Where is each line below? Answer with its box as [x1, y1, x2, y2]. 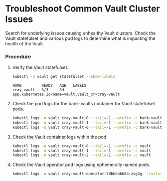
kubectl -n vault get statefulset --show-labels [12, 74, 116, 79]
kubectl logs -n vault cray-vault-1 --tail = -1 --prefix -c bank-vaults [12, 120, 165, 125]
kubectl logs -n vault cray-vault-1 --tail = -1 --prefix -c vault [12, 148, 151, 153]
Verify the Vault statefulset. [12, 64, 69, 70]
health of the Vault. [5, 40, 44, 46]
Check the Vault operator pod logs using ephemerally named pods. [12, 162, 151, 168]
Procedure [5, 53, 31, 60]
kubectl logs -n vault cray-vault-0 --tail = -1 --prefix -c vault [12, 143, 151, 149]
